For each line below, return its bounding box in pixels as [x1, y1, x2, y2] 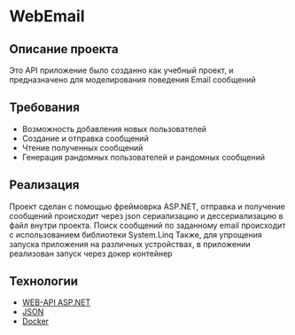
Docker [21, 316, 50, 327]
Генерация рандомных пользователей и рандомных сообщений [21, 152, 266, 162]
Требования [9, 100, 80, 115]
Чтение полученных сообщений [21, 142, 144, 152]
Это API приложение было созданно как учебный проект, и [9, 65, 234, 75]
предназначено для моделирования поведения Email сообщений [9, 74, 257, 85]
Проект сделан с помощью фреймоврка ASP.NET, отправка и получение [9, 201, 286, 212]
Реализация [9, 177, 80, 192]
